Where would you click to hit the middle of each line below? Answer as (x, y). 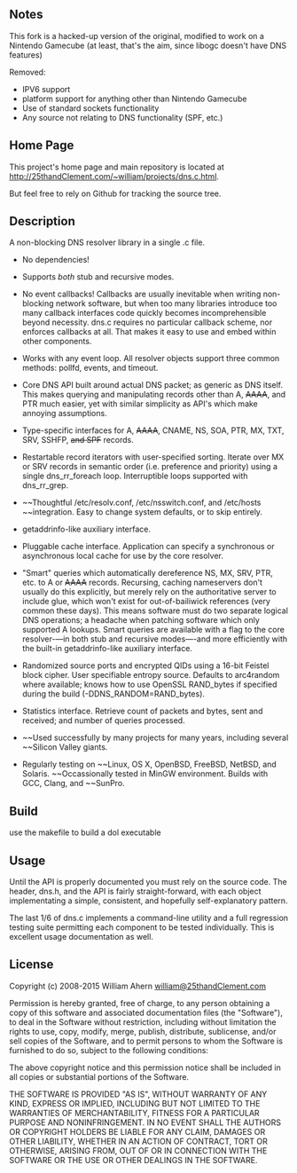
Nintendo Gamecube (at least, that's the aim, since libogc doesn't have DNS (148, 45)
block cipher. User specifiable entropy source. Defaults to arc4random (151, 675)
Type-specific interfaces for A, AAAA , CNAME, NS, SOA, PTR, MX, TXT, (153, 430)
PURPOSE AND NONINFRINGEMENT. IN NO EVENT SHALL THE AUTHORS (145, 1122)
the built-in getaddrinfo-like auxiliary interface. (107, 649)
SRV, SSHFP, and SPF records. (78, 440)
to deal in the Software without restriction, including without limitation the (143, 1022)
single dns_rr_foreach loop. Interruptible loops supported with (135, 476)
